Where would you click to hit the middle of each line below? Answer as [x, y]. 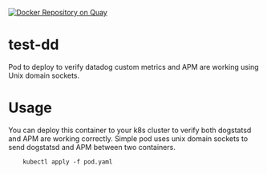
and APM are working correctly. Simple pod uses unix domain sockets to [128, 138]
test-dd [34, 45]
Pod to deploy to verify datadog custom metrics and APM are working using [133, 67]
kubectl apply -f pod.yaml [68, 162]
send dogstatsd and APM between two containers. [92, 147]
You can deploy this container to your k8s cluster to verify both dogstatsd [130, 130]
